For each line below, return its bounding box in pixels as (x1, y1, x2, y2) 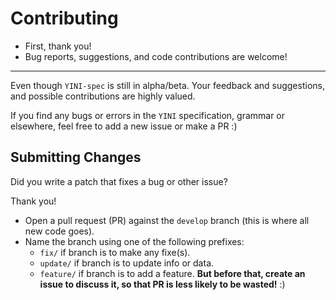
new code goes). (24, 225, 95, 237)
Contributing (10, 7, 119, 30)
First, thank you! (24, 40, 92, 52)
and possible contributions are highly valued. (10, 90, 196, 102)
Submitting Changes (10, 149, 142, 166)
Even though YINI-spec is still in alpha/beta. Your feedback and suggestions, (10, 79, 325, 91)
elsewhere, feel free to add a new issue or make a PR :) (10, 120, 238, 132)
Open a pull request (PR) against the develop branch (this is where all (24, 214, 310, 226)
